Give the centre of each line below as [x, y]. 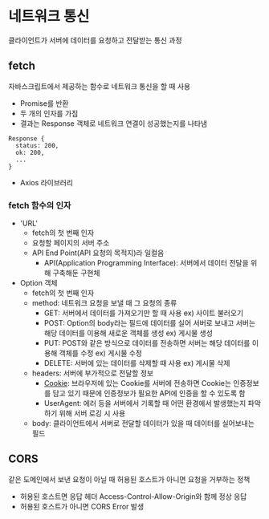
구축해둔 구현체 [76, 273]
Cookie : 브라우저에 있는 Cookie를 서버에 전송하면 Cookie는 [137, 383]
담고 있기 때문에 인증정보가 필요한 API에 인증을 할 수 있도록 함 [149, 393]
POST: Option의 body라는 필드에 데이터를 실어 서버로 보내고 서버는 [149, 323]
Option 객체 [39, 283]
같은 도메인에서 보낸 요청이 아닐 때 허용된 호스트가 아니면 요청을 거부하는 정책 [129, 479]
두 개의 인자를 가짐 [49, 113]
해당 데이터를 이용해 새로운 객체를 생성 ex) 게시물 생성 [128, 333]
